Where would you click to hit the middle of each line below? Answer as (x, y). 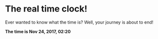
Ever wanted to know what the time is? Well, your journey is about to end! (79, 22)
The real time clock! (46, 9)
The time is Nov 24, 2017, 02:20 (38, 31)
